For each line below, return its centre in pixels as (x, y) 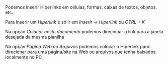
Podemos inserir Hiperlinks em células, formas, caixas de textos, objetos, (81, 7)
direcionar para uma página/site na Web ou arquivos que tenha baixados (80, 52)
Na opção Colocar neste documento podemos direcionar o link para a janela (84, 32)
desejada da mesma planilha (35, 37)
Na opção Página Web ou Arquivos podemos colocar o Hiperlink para (77, 46)
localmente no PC (24, 57)
